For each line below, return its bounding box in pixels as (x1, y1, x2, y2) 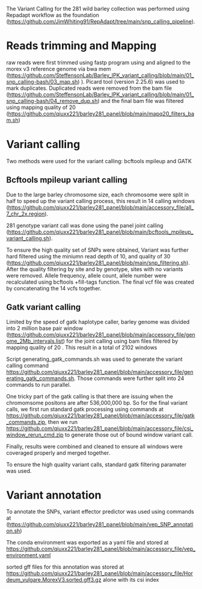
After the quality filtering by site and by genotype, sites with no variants (6, 265, 183, 273)
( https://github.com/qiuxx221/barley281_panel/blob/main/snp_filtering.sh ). (6, 259, 191, 266)
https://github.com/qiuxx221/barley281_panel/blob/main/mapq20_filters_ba (8, 110, 194, 117)
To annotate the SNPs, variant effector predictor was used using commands (6, 508, 194, 516)
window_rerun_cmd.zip (6, 431, 64, 438)
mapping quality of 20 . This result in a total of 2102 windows (6, 343, 158, 351)
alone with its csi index (102, 576, 159, 584)
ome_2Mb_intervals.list (6, 337, 63, 344)
